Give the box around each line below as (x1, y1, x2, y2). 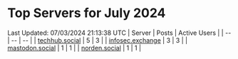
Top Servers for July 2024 (7, 5, 166, 21)
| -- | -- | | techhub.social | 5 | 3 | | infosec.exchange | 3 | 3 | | (7, 36, 187, 44)
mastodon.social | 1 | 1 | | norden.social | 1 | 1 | (7, 43, 141, 52)
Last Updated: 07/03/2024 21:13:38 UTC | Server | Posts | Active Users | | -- (7, 28, 232, 37)
